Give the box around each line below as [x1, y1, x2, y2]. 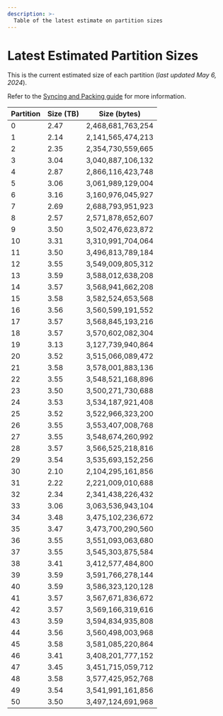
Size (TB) [47, 109, 79, 119]
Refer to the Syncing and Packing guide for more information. [7, 92, 186, 101]
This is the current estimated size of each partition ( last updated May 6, [7, 71, 217, 79]
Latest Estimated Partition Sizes [7, 47, 199, 64]
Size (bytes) [98, 109, 141, 119]
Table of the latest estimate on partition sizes [13, 17, 163, 24]
